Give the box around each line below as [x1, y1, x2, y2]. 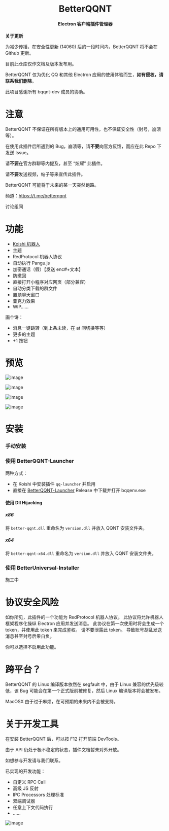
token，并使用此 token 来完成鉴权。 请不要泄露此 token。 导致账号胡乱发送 [5, 627, 162, 633]
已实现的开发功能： [5, 768, 46, 774]
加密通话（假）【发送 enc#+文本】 [12, 266, 84, 272]
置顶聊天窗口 [12, 292, 40, 298]
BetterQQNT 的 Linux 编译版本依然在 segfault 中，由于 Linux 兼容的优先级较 [5, 681, 164, 687]
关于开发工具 [5, 718, 59, 730]
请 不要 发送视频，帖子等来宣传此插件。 [5, 171, 85, 178]
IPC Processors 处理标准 [12, 792, 64, 798]
